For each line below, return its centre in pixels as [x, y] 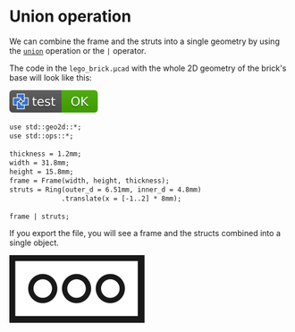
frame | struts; [39, 217]
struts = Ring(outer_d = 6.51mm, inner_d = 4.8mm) [105, 190]
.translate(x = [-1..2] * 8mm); [121, 199]
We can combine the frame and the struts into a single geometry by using [144, 41]
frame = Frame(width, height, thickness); [89, 181]
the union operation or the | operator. [78, 50]
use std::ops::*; [42, 136]
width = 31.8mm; [39, 163]
